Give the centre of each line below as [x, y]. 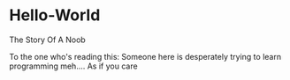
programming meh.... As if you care [74, 66]
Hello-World [55, 15]
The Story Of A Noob [47, 40]
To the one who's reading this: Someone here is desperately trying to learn [145, 56]
